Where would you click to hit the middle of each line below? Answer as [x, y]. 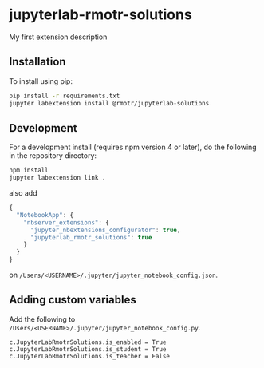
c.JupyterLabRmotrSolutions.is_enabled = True [88, 342]
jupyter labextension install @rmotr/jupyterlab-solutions [109, 103]
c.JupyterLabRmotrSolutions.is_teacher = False [90, 356]
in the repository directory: [53, 156]
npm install [29, 170]
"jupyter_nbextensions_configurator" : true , [105, 230]
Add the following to [42, 319]
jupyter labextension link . [57, 178]
